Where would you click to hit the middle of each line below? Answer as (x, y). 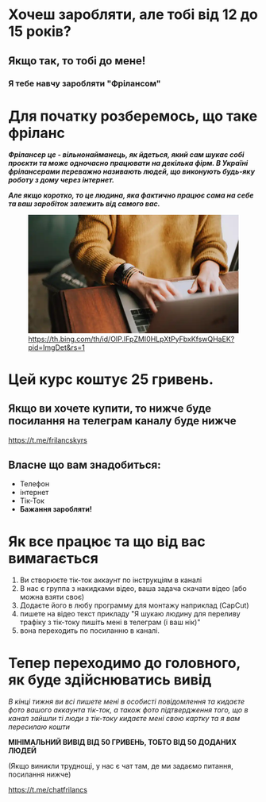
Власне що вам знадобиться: (85, 465)
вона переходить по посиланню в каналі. (90, 631)
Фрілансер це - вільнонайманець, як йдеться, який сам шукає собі (126, 155)
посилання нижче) (40, 774)
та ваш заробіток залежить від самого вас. (84, 204)
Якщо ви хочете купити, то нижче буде (110, 409)
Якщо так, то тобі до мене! (77, 61)
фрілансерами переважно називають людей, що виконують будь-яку (132, 171)
